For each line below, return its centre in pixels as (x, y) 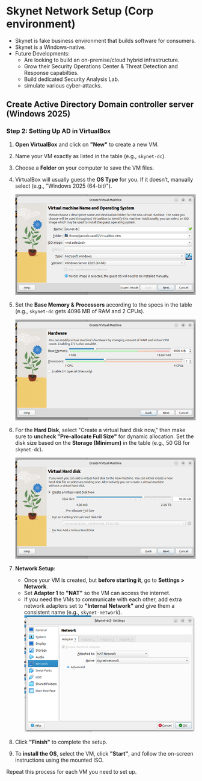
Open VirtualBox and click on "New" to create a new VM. (87, 144)
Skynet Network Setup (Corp (80, 11)
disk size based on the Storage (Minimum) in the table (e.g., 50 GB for (103, 443)
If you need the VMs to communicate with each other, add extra (103, 599)
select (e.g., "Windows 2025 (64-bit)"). (63, 186)
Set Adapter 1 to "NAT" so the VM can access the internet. (97, 593)
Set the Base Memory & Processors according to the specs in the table (103, 305)
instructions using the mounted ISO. (59, 760)
